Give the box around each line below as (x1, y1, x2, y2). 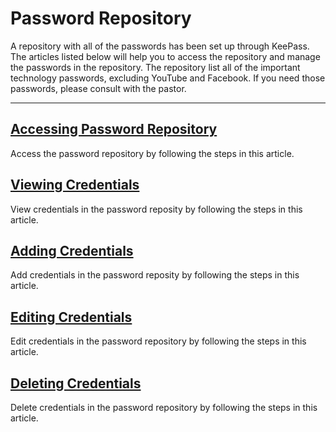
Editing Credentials (10, 308, 133, 326)
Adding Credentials (10, 242, 134, 259)
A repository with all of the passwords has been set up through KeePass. (10, 40, 310, 52)
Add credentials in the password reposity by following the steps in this (10, 269, 300, 281)
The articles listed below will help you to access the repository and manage (10, 50, 321, 62)
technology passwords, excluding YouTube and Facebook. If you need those (10, 72, 326, 84)
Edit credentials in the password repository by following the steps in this (10, 335, 307, 347)
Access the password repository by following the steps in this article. (10, 147, 295, 159)
